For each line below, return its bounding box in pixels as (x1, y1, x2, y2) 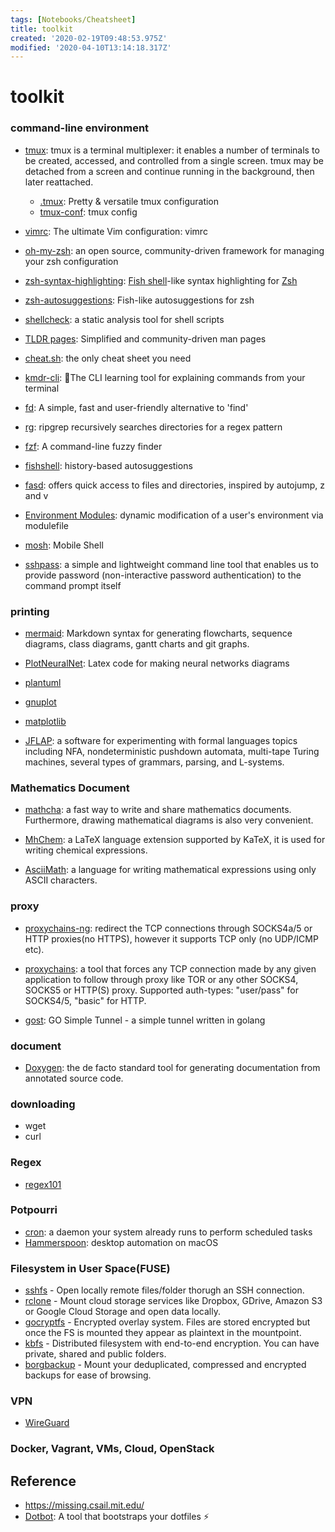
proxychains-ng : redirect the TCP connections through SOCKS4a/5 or (24, 922, 313, 934)
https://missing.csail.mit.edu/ (24, 1499, 145, 1511)
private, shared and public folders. (24, 1348, 167, 1360)
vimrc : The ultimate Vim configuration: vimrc (24, 225, 208, 237)
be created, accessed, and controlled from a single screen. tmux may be (24, 154, 324, 166)
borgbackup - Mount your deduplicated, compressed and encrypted (24, 1359, 307, 1371)
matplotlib (24, 716, 67, 728)
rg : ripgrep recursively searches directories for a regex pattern (24, 421, 283, 433)
